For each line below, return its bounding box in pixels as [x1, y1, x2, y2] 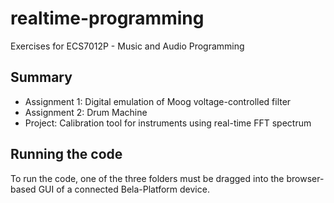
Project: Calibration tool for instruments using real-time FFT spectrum [24, 117, 312, 129]
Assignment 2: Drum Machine [24, 106, 148, 118]
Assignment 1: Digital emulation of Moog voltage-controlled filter [24, 95, 292, 107]
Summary [10, 69, 73, 86]
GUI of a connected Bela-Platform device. [38, 183, 210, 195]
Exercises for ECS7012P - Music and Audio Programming [10, 40, 245, 52]
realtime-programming [10, 7, 205, 30]
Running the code [10, 146, 123, 163]
